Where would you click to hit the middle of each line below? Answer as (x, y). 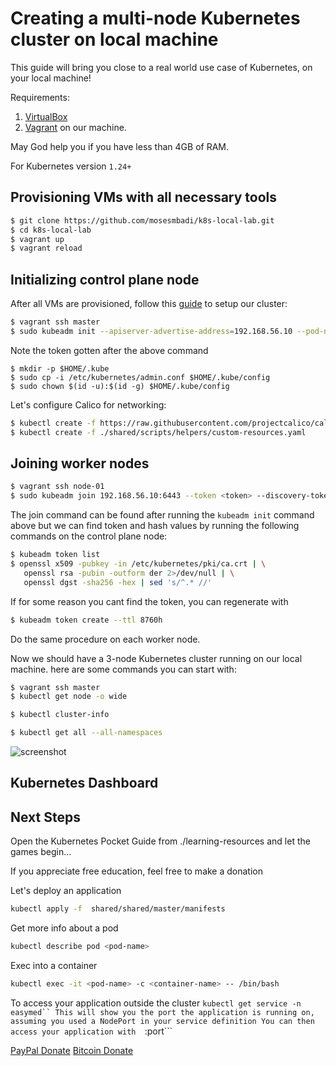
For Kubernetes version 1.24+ (71, 166)
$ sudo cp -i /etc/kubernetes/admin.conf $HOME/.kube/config (140, 377)
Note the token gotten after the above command (109, 350)
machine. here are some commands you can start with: (123, 669)
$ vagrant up (37, 239)
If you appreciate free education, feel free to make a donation (136, 871)
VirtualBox (46, 116)
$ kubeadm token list (55, 555)
